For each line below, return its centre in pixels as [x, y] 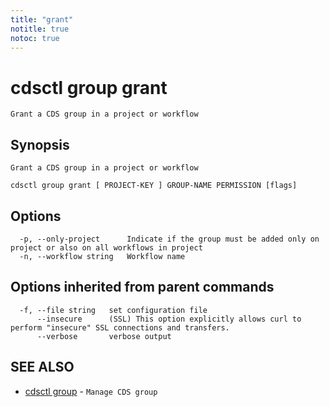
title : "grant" [42, 19]
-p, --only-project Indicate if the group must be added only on [169, 239]
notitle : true [40, 29]
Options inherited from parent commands [142, 287]
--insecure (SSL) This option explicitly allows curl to [169, 319]
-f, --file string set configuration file [113, 310]
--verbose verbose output [104, 336]
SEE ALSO [42, 367]
